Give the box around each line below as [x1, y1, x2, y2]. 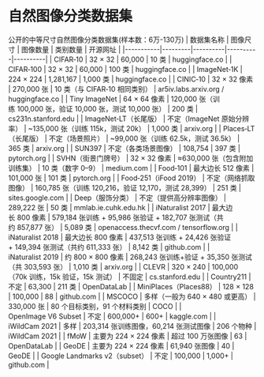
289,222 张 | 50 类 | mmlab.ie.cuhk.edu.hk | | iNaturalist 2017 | [8, 202, 210, 212]
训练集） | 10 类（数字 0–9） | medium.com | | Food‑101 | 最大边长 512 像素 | [8, 163, 255, 172]
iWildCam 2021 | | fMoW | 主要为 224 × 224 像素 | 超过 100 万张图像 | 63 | [8, 331, 247, 341]
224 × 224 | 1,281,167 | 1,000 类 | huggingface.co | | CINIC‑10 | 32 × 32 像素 [8, 74, 254, 84]
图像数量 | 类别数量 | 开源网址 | [20, 44, 121, 54]
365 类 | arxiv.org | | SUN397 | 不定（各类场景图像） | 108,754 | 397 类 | [8, 143, 240, 153]
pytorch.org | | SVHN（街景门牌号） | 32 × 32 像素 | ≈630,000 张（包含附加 [8, 153, 254, 163]
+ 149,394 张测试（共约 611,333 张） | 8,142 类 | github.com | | [8, 242, 210, 251]
